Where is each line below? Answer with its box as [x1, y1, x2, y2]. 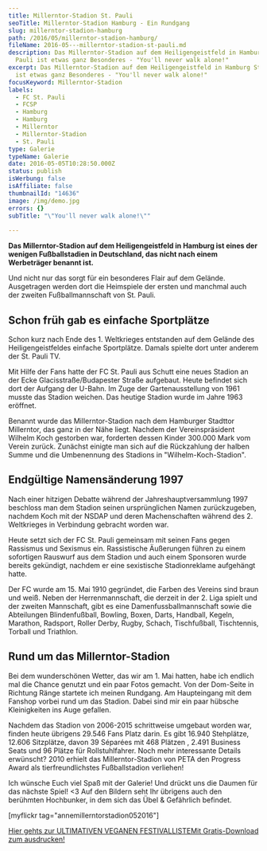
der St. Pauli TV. [8, 351, 61, 361]
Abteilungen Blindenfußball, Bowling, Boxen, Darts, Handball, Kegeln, [8, 610, 234, 619]
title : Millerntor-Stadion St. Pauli [8, 11, 133, 20]
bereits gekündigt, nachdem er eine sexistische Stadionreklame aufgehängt [8, 560, 256, 570]
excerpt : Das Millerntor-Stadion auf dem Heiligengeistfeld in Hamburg [8, 64, 250, 72]
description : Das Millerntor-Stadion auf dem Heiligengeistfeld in [8, 49, 237, 57]
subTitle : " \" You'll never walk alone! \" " [8, 212, 151, 220]
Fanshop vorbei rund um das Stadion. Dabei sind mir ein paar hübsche [8, 696, 239, 706]
